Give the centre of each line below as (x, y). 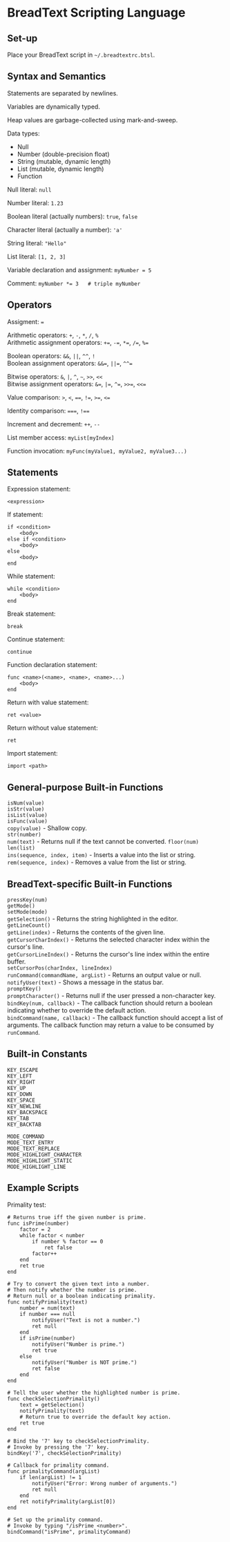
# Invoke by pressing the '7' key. (58, 1447)
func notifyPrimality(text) (48, 1302)
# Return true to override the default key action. (95, 1417)
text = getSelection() (52, 1404)
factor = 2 (35, 1229)
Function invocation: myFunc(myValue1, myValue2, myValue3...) (97, 451)
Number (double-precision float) (63, 154)
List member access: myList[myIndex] (61, 438)
